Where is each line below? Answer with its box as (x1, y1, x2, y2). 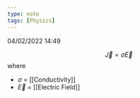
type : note (7, 10, 40, 18)
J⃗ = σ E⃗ (105, 50, 133, 59)
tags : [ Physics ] (7, 17, 55, 24)
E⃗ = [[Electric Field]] (17, 82, 81, 91)
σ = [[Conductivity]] (17, 75, 76, 84)
